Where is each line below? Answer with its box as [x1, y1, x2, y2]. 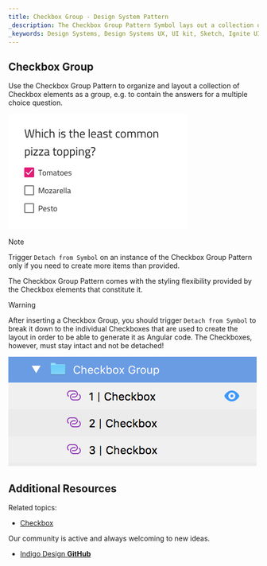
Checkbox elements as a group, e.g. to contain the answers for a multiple [8, 90, 248, 99]
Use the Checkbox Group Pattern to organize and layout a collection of [8, 81, 240, 91]
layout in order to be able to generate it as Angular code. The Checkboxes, [8, 332, 253, 342]
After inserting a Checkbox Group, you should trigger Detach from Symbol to [8, 316, 257, 325]
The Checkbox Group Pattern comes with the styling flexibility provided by [8, 277, 253, 286]
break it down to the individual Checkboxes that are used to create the [8, 324, 238, 334]
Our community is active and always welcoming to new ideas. [8, 533, 211, 543]
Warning [8, 300, 36, 310]
